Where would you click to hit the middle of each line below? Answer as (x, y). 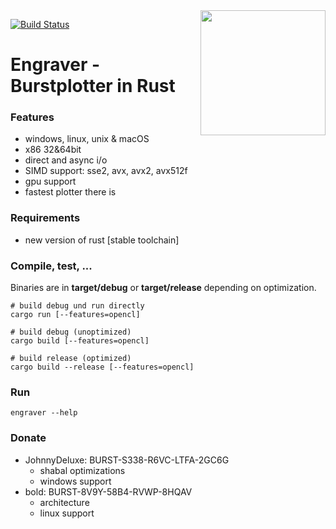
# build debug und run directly (77, 306)
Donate (28, 438)
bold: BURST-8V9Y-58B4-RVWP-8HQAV (108, 491)
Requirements (45, 218)
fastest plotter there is (70, 192)
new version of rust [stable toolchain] (102, 240)
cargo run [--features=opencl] (75, 315)
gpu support (50, 181)
